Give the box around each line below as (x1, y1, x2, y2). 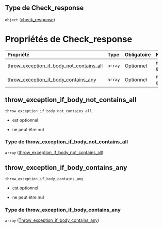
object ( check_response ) (5, 16, 56, 22)
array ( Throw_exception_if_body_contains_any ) (5, 217, 99, 223)
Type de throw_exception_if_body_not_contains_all (5, 138, 128, 145)
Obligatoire (124, 51, 151, 58)
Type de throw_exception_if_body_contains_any (5, 206, 121, 213)
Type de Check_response (5, 4, 84, 12)
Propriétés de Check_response (5, 34, 132, 45)
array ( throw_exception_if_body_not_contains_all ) (5, 150, 104, 155)
